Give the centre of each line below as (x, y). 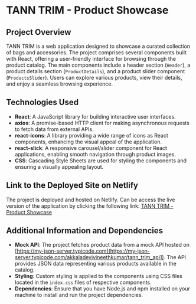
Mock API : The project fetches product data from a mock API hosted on (102, 245)
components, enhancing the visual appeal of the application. (88, 142)
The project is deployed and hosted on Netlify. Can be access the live (91, 200)
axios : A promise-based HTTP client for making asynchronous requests (102, 123)
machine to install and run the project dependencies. (79, 295)
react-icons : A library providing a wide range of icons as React (91, 135)
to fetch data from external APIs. (54, 129)
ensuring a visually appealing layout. (59, 166)
